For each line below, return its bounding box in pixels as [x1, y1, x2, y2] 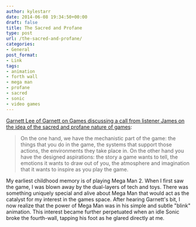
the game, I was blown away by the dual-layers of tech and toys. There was [6, 183, 188, 190]
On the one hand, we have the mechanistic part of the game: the [20, 135, 176, 142]
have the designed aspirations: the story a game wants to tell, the [20, 153, 178, 160]
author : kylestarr [6, 8, 51, 15]
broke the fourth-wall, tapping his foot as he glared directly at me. [6, 214, 165, 221]
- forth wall [6, 74, 38, 80]
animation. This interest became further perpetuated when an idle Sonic [6, 208, 180, 215]
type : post [6, 30, 33, 36]
